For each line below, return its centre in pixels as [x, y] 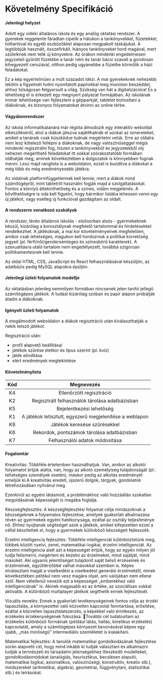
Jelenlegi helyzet [23, 22]
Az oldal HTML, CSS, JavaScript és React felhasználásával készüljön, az [77, 261]
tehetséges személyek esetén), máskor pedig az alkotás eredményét [74, 475]
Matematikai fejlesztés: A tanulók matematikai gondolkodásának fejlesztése [81, 641]
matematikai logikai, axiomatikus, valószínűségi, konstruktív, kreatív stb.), [78, 662]
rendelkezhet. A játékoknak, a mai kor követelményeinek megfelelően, [75, 231]
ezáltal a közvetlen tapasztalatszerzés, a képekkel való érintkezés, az [74, 611]
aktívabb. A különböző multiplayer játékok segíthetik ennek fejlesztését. [77, 591]
